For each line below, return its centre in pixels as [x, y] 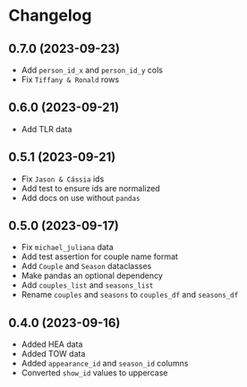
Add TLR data [47, 129]
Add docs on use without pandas [81, 198]
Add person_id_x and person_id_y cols [92, 70]
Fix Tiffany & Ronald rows [70, 80]
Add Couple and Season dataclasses [86, 266]
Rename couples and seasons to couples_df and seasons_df [130, 295]
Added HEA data [52, 344]
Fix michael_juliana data [67, 248]
